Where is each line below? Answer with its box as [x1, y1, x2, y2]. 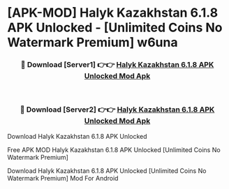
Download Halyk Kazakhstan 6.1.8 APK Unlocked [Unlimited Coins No [7, 166, 207, 175]
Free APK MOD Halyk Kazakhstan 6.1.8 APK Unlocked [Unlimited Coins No [7, 145, 221, 154]
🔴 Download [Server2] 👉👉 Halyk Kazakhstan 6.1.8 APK [20, 105, 215, 114]
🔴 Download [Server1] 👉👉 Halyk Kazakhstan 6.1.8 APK [20, 60, 214, 70]
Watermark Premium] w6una [7, 35, 178, 50]
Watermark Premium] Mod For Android [7, 174, 119, 182]
